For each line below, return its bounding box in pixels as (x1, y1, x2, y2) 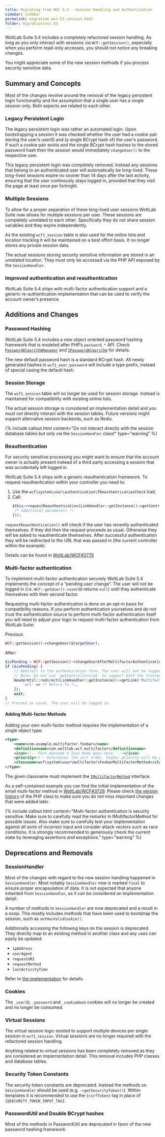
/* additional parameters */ (14, 508, 75, 513)
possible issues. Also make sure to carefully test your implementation (5, 819, 146, 825)
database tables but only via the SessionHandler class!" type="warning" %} (5, 430, 158, 436)
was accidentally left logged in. (5, 464, 68, 471)
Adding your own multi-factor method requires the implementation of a (5, 722, 148, 728)
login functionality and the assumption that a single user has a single (5, 98, 144, 103)
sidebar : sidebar (5, 12, 41, 17)
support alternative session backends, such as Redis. (5, 415, 113, 421)
